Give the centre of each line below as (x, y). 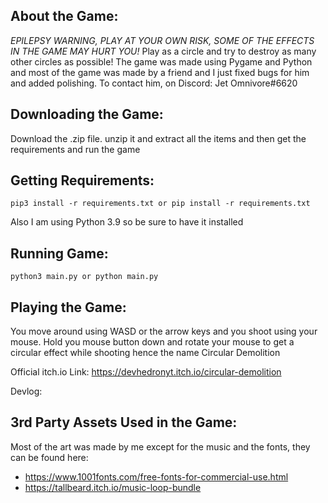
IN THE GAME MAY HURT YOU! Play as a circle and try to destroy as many (163, 51)
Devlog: (26, 391)
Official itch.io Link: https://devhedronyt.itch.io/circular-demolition (146, 372)
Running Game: (59, 253)
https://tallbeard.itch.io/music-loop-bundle (113, 487)
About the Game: (64, 16)
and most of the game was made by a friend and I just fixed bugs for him (160, 72)
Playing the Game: (68, 307)
